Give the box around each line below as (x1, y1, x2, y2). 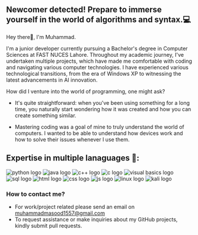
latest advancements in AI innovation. (6, 76, 98, 83)
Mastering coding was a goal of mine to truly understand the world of (14, 123, 185, 130)
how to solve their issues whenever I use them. (14, 136, 130, 143)
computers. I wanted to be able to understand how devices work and (14, 130, 183, 137)
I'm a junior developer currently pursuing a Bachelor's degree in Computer (6, 44, 188, 52)
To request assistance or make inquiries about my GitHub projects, (14, 215, 178, 223)
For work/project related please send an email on (14, 203, 135, 210)
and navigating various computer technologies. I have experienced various (6, 63, 189, 70)
